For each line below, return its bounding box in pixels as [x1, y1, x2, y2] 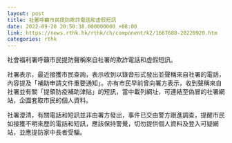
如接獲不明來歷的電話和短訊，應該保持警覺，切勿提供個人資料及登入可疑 [7, 120, 213, 128]
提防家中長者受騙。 [30, 128, 86, 137]
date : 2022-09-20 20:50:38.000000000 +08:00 [7, 23, 137, 30]
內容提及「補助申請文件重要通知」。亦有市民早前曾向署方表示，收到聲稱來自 [7, 79, 222, 87]
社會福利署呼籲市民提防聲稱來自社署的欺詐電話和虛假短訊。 [7, 56, 177, 64]
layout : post [7, 10, 45, 17]
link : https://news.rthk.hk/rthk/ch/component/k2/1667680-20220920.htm [7, 29, 217, 37]
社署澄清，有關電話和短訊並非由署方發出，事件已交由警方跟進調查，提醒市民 [7, 111, 225, 120]
